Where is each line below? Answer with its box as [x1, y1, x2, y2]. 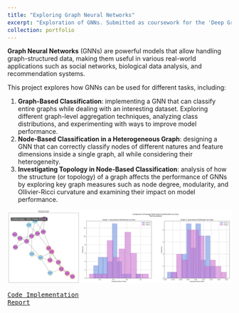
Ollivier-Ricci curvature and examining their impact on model [17, 188, 196, 196]
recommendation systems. [7, 70, 85, 78]
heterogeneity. [17, 157, 60, 166]
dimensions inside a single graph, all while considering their [17, 150, 193, 159]
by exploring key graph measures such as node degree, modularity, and [17, 180, 229, 189]
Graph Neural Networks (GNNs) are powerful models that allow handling [7, 47, 222, 55]
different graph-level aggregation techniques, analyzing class [17, 112, 198, 121]
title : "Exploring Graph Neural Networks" [7, 11, 135, 18]
